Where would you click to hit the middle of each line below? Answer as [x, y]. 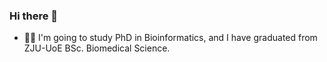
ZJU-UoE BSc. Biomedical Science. [97, 48]
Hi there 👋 [34, 16]
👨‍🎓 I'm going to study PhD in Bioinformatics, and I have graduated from [170, 38]
